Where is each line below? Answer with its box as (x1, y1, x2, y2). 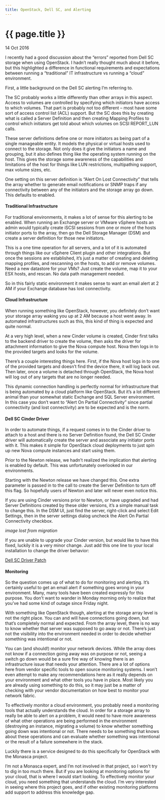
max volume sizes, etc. (5, 167, 52, 172)
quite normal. (5, 323, 32, 329)
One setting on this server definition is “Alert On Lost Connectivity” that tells (5, 176, 159, 182)
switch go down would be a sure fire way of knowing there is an (5, 656, 135, 662)
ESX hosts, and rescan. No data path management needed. (5, 270, 125, 276)
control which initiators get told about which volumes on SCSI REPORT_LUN (5, 120, 159, 126)
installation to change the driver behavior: (5, 548, 89, 554)
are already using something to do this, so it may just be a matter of (5, 682, 141, 688)
